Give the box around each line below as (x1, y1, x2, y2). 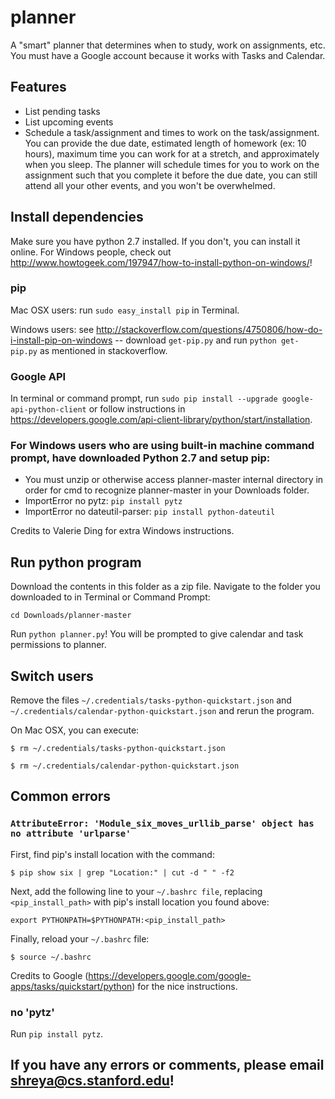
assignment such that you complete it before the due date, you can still (24, 169, 318, 181)
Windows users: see (10, 323, 95, 335)
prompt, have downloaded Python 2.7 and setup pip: (10, 451, 271, 465)
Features (10, 79, 67, 96)
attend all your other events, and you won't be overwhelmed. (24, 179, 276, 191)
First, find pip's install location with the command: (10, 848, 215, 860)
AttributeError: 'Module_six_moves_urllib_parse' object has (10, 818, 315, 830)
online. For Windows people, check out (10, 246, 172, 258)
